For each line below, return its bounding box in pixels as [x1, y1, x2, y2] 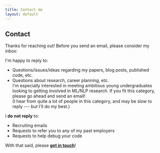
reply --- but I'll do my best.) [12, 103, 70, 109]
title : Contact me [5, 7, 43, 12]
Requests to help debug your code [12, 133, 82, 139]
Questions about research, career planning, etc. [12, 77, 109, 83]
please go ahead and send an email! [12, 93, 86, 99]
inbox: [5, 48, 18, 54]
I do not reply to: [5, 113, 39, 119]
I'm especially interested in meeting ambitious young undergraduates [12, 83, 152, 89]
